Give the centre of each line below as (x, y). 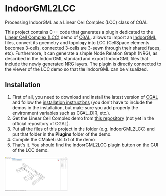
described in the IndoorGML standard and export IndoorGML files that (77, 58)
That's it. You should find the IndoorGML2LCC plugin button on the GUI (85, 145)
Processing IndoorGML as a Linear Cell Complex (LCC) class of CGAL (76, 22)
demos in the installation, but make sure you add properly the (75, 107)
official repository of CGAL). (41, 123)
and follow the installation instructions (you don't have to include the (82, 102)
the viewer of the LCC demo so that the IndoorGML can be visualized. (77, 69)
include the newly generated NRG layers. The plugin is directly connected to (83, 64)
